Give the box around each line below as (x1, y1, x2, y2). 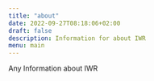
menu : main (8, 42, 45, 50)
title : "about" (8, 11, 60, 20)
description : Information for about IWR (8, 34, 147, 43)
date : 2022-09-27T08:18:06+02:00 (8, 19, 121, 27)
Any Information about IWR (8, 63, 98, 73)
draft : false (8, 26, 52, 34)
